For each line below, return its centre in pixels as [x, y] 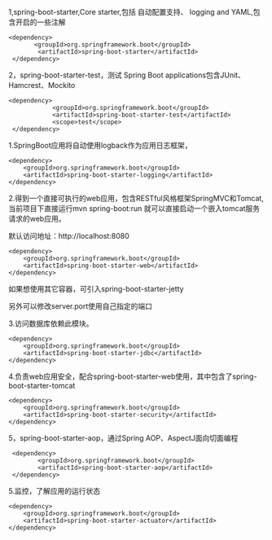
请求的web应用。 [37, 219]
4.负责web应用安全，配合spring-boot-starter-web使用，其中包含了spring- [133, 376]
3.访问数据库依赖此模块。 [51, 323]
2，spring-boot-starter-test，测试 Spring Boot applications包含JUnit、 [127, 75]
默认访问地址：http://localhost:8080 [69, 236]
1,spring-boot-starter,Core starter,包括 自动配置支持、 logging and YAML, [131, 12]
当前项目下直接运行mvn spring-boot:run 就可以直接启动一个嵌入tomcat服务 [134, 209]
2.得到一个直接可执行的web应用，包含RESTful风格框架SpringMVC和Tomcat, [136, 198]
